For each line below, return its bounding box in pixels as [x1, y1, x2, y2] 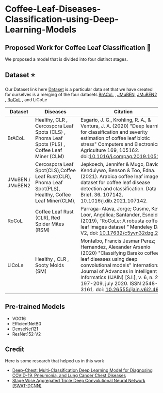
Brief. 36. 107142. [80, 191, 124, 198]
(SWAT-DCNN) [12, 383, 42, 389]
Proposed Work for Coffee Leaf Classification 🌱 [5, 43, 151, 52]
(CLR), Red [35, 214, 60, 221]
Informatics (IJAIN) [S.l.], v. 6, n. [80, 274, 154, 281]
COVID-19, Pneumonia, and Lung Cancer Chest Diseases [12, 373, 126, 378]
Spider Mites [35, 220, 65, 227]
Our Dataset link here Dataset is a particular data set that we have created [5, 86, 153, 92]
